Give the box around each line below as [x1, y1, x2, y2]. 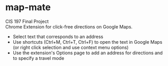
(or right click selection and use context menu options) [12, 44, 129, 50]
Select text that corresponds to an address [12, 34, 104, 40]
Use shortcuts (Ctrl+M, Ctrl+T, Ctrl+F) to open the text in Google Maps [12, 39, 163, 45]
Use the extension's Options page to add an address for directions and [12, 50, 163, 56]
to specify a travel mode [12, 55, 64, 61]
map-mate [5, 2, 51, 13]
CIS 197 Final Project [5, 18, 49, 24]
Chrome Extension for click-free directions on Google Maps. [5, 23, 133, 29]
